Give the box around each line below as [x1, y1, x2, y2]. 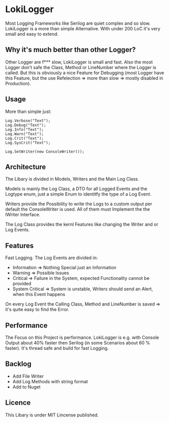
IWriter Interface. [5, 212, 40, 218]
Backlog [5, 359, 32, 369]
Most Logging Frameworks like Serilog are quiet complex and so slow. [5, 20, 151, 26]
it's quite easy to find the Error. [5, 307, 70, 313]
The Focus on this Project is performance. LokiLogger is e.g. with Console [5, 334, 159, 340]
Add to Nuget [12, 384, 41, 390]
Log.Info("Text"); [5, 127, 44, 132]
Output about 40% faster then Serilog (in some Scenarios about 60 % [5, 340, 150, 346]
